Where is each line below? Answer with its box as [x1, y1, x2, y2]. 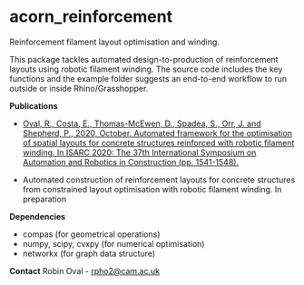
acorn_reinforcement [9, 6, 173, 27]
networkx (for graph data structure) [22, 248, 156, 259]
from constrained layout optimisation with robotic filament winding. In [22, 183, 282, 194]
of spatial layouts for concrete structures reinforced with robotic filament [22, 137, 295, 148]
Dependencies [9, 211, 66, 221]
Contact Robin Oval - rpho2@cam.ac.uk [9, 265, 161, 276]
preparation [22, 193, 66, 204]
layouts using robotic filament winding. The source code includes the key [9, 64, 283, 74]
